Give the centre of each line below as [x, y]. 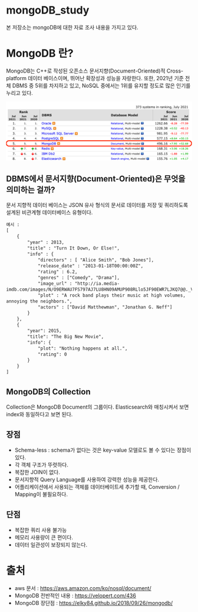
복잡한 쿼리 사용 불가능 [41, 530]
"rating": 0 [52, 354]
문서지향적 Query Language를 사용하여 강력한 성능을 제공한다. [87, 479]
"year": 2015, [44, 331]
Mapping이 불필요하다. [41, 494]
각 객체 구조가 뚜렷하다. [42, 465]
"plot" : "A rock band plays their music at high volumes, [111, 295]
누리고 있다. [20, 93]
